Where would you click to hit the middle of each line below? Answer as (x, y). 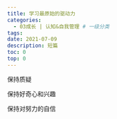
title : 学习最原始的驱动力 (42, 13)
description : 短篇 (33, 46)
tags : (15, 33)
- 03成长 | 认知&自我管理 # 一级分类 (61, 26)
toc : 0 (17, 53)
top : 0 (17, 59)
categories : (24, 20)
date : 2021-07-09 (32, 39)
